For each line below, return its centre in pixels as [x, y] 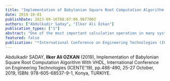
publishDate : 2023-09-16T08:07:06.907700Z [51, 19]
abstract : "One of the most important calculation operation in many [80, 33]
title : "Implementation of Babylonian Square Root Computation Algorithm [85, 10]
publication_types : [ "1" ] [32, 29]
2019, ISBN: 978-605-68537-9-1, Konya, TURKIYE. [58, 73]
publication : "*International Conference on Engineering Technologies [81, 43]
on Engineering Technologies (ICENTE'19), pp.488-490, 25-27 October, [80, 67]
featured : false [22, 38]
